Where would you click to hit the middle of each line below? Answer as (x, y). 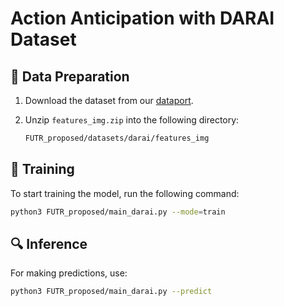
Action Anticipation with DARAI (142, 18)
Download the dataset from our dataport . (109, 100)
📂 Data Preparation (70, 76)
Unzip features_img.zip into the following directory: (132, 120)
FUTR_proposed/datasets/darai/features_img (117, 138)
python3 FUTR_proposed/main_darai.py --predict (111, 292)
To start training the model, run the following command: (125, 193)
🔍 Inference (49, 243)
